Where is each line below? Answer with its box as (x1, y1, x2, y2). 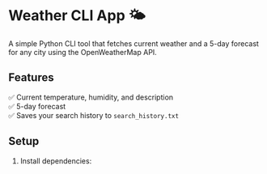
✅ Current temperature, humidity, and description (8, 92, 174, 102)
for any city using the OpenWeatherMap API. (8, 47, 158, 57)
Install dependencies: (19, 155, 92, 166)
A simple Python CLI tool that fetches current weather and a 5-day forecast (8, 38, 259, 49)
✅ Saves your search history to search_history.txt (8, 110, 180, 120)
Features (8, 70, 54, 85)
